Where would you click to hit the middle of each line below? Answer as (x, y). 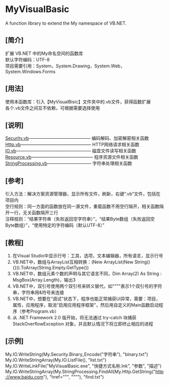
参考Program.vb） (40, 311)
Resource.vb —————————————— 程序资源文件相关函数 (72, 157)
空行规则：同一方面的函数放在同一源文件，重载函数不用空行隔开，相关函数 (82, 207)
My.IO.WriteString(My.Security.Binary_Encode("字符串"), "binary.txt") (77, 354)
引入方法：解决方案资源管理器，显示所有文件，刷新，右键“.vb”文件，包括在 (83, 194)
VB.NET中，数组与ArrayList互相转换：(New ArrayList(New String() (81, 262)
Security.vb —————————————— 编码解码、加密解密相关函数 (77, 138)
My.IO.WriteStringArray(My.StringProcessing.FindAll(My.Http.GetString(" (80, 371)
